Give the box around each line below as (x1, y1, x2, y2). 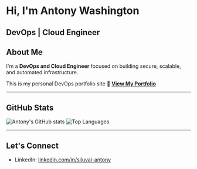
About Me (6, 47, 43, 57)
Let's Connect (6, 140, 59, 150)
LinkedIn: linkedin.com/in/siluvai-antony (14, 156, 111, 163)
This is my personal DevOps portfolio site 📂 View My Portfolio (6, 80, 157, 87)
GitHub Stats (6, 102, 54, 112)
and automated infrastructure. (6, 69, 79, 76)
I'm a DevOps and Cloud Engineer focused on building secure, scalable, (6, 63, 182, 70)
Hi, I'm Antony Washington (6, 4, 140, 18)
